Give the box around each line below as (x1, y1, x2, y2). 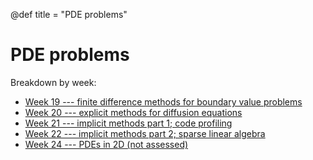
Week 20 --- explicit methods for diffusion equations (24, 106, 243, 118)
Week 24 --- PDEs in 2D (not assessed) (24, 138, 189, 150)
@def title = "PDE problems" (10, 9, 128, 20)
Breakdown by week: (10, 76, 97, 88)
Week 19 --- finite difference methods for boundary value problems (24, 95, 303, 108)
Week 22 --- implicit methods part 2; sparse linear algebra (24, 127, 266, 139)
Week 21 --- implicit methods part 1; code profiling (24, 117, 233, 129)
